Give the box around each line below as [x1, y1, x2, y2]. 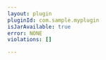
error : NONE [7, 29, 42, 37]
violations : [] [7, 36, 52, 43]
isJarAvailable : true [7, 23, 71, 30]
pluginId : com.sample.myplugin [7, 17, 100, 24]
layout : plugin [7, 10, 52, 17]
